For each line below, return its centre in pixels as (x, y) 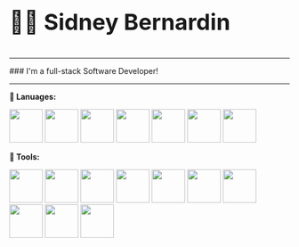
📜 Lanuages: (32, 97)
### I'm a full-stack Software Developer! (84, 71)
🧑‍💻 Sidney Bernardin (120, 22)
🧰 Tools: (24, 157)
